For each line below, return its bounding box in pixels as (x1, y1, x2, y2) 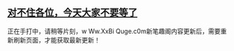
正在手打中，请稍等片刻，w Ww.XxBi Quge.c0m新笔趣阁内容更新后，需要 (7, 27, 221, 35)
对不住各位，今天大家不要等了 (7, 6, 138, 19)
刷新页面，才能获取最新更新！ (13, 35, 100, 44)
